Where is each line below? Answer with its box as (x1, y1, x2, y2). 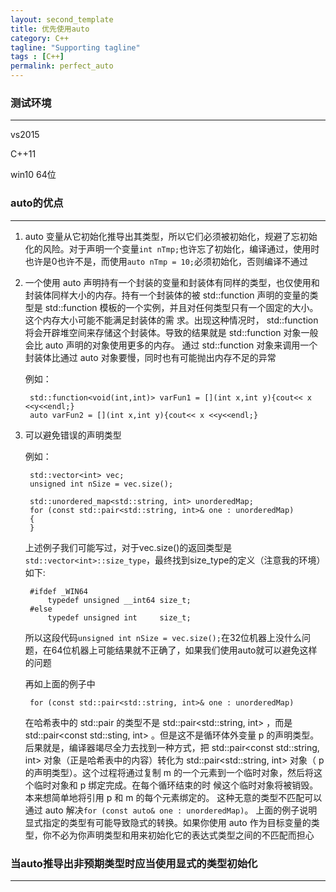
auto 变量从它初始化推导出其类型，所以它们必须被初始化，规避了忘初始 (24, 230, 318, 242)
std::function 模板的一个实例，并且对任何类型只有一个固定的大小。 (44, 301, 319, 313)
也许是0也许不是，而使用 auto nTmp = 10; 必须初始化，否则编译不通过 (24, 255, 309, 267)
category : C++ (10, 33, 70, 43)
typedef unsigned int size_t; (47, 612, 192, 623)
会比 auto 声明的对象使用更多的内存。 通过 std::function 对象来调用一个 (24, 339, 318, 351)
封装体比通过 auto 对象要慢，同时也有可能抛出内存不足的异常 (24, 351, 277, 363)
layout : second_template (10, 14, 114, 25)
